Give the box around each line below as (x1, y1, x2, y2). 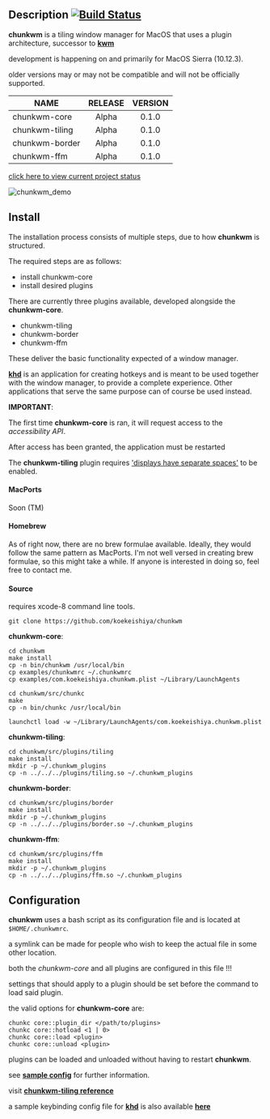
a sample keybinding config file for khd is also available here (8, 1102, 211, 1112)
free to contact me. (8, 565, 73, 575)
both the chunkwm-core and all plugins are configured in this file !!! (8, 964, 233, 973)
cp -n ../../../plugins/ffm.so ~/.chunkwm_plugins (8, 871, 183, 879)
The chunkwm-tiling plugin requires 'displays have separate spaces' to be (8, 457, 258, 467)
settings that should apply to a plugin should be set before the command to (8, 979, 259, 989)
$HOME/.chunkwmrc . (8, 924, 69, 934)
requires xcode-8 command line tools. (8, 602, 136, 611)
